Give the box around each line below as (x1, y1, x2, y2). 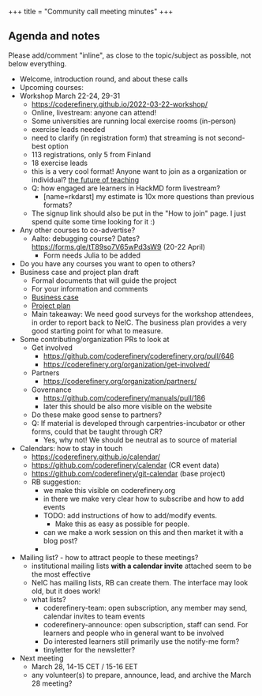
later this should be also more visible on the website (43, 401, 212, 411)
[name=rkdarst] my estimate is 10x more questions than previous (43, 191, 255, 201)
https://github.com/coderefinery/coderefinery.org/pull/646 (43, 351, 234, 360)
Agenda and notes (8, 29, 100, 43)
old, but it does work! (31, 586, 101, 596)
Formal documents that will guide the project (31, 276, 178, 285)
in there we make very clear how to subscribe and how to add (43, 494, 245, 503)
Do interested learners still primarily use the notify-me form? (43, 636, 240, 646)
